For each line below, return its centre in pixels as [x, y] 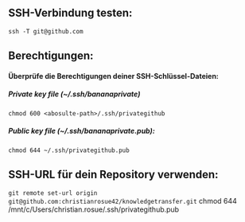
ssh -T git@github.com [46, 31]
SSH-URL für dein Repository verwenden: [113, 175]
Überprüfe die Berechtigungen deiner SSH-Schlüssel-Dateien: [113, 76]
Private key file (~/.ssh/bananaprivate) [74, 94]
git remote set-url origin [53, 193]
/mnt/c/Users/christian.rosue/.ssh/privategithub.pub [94, 209]
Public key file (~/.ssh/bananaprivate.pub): [82, 131]
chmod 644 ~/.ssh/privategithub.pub [69, 150]
